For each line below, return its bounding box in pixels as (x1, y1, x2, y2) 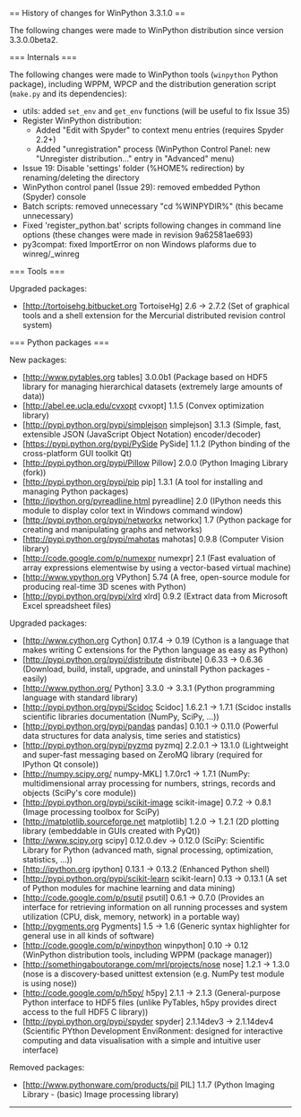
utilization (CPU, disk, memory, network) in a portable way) (21, 912, 240, 922)
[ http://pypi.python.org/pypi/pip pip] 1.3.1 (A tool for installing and (21, 477, 263, 487)
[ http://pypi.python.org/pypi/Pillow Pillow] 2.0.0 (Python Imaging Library (21, 457, 288, 468)
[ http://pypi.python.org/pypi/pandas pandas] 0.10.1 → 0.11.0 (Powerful (21, 721, 279, 732)
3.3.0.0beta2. (9, 35, 58, 45)
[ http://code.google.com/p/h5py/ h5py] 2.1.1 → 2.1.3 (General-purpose (21, 988, 280, 998)
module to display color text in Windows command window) (21, 506, 244, 515)
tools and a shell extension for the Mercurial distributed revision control (21, 310, 286, 321)
